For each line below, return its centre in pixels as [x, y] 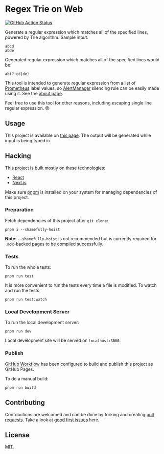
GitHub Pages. [20, 369]
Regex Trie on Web [44, 9]
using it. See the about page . [34, 93]
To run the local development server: [42, 323]
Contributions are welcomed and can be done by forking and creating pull [80, 414]
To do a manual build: [27, 378]
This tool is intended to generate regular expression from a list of [70, 83]
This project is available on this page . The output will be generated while [78, 135]
